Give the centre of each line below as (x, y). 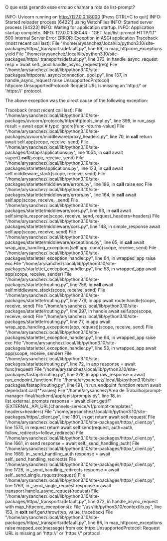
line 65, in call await (124, 242)
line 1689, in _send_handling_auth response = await (58, 454)
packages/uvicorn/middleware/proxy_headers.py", (57, 137)
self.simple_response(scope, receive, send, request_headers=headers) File (83, 216)
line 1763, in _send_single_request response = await (58, 486)
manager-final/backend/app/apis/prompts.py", (53, 396)
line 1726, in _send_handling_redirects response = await (62, 470)
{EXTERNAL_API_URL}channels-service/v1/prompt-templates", (69, 406)
